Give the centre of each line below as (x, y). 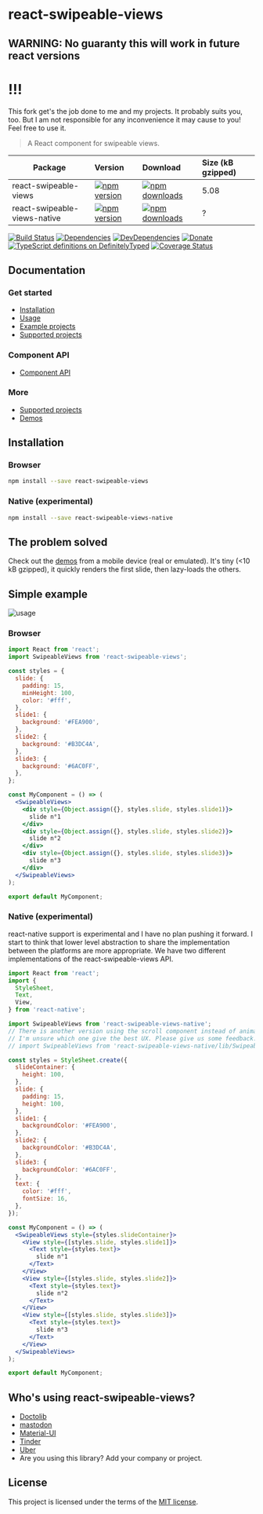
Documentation (47, 270)
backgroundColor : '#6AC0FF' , (70, 1169)
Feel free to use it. (37, 128)
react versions (44, 55)
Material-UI (38, 1433)
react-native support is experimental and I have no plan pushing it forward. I (130, 934)
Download (162, 167)
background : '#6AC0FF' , (61, 766)
